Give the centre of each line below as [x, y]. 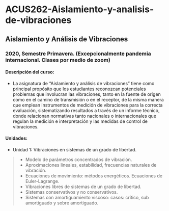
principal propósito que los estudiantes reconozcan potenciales [79, 89]
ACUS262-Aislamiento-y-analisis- [80, 9]
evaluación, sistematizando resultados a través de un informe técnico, [86, 110]
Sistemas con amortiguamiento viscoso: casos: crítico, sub [87, 197]
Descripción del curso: [30, 72]
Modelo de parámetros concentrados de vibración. [79, 160]
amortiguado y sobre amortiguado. [62, 203]
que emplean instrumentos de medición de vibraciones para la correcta [88, 105]
